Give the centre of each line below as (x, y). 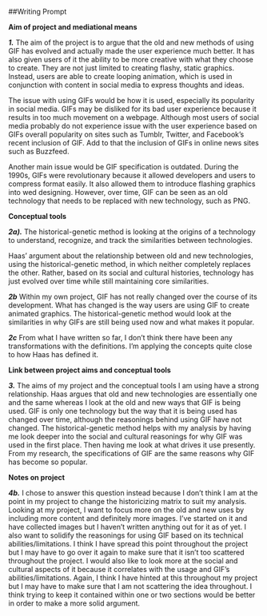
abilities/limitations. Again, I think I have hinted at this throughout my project (133, 578)
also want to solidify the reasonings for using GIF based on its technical (126, 535)
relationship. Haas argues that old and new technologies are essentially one (133, 394)
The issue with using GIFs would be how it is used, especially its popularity (132, 100)
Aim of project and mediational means (73, 27)
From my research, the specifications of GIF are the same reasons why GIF (132, 453)
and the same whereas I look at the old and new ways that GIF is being (125, 402)
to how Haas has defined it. (53, 354)
